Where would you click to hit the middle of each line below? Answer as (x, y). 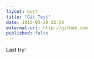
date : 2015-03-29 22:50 (35, 22)
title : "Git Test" (28, 17)
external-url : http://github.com (47, 28)
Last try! (16, 50)
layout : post (22, 11)
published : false (27, 33)
